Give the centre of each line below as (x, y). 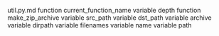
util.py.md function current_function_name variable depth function (104, 10)
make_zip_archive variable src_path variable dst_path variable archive (109, 18)
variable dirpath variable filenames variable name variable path (100, 25)
